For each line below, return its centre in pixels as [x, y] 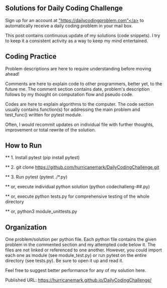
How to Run [24, 146]
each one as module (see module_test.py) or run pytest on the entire [76, 255]
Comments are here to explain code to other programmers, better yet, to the [84, 84]
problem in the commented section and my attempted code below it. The [80, 245]
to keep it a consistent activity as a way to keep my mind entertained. [77, 41]
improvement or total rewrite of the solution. [51, 129]
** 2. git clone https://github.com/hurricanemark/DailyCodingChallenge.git [82, 167]
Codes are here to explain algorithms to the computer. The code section [79, 104]
